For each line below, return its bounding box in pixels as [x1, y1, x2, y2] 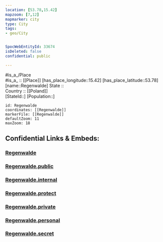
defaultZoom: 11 [5, 116, 39, 121]
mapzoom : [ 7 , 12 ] [5, 12, 39, 17]
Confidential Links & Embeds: [5, 134, 100, 143]
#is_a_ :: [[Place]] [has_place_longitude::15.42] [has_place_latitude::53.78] [5, 77, 158, 83]
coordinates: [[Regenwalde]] [5, 107, 66, 112]
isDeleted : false [5, 49, 42, 54]
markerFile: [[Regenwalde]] [5, 112, 64, 117]
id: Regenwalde [5, 103, 37, 108]
